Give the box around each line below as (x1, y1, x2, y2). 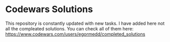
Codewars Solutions (5, 4, 93, 15)
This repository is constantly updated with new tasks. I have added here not (5, 20, 165, 26)
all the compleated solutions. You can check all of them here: (5, 25, 134, 31)
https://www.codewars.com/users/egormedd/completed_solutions (5, 31, 145, 37)
